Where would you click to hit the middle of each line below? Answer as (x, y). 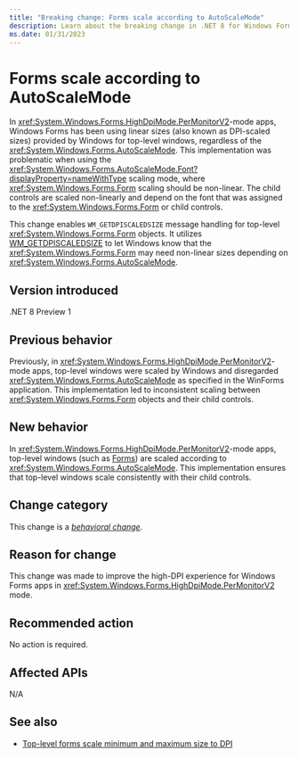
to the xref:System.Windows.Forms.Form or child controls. (116, 207)
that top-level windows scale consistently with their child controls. (130, 477)
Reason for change (63, 554)
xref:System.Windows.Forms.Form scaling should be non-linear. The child (145, 188)
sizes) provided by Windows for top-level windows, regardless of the (136, 141)
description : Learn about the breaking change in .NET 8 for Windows (141, 26)
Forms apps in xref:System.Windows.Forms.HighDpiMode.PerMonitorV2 (142, 586)
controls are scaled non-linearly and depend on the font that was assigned (146, 198)
